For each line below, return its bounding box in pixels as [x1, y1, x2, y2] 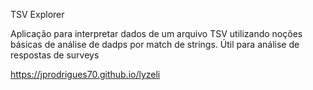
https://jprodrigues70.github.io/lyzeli [10, 69, 161, 80]
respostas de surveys [10, 49, 100, 61]
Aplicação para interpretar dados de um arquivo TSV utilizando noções [10, 28, 303, 39]
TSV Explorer [10, 9, 65, 20]
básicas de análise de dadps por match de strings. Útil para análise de [10, 39, 300, 50]
